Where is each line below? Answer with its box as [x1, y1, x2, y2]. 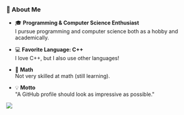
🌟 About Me [6, 5, 41, 14]
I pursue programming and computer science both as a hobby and [14, 28, 178, 35]
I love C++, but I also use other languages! [14, 55, 119, 62]
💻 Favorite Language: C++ [14, 46, 84, 53]
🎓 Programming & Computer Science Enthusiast [14, 19, 139, 26]
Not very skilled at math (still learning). [14, 73, 111, 80]
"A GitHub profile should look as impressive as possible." [14, 91, 155, 98]
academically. [14, 34, 50, 41]
